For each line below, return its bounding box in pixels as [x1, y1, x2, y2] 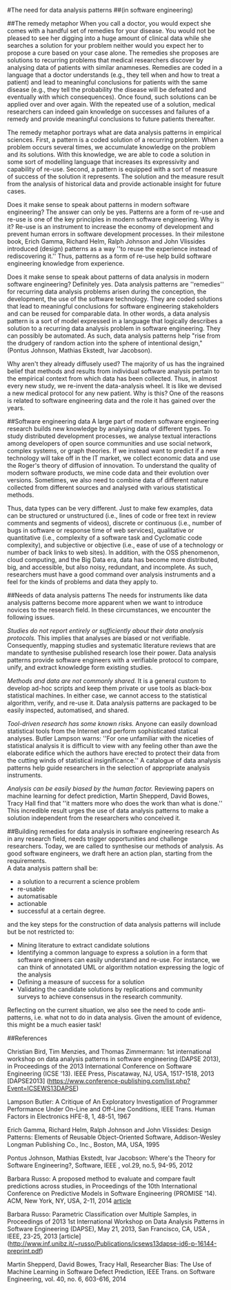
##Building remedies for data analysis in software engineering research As [7, 827, 219, 835]
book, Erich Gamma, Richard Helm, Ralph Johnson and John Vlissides [7, 237, 205, 245]
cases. [7, 187, 26, 195]
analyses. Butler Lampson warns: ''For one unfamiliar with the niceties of [7, 734, 214, 743]
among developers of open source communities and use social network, [7, 439, 212, 447]
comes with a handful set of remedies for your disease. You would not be [7, 27, 215, 35]
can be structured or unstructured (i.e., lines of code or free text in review [7, 511, 217, 520]
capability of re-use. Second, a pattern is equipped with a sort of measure [7, 165, 218, 173]
